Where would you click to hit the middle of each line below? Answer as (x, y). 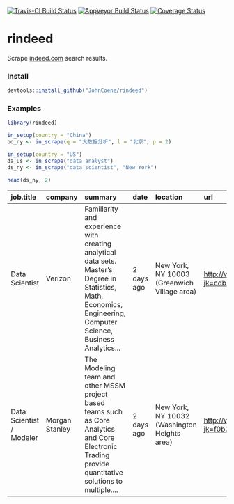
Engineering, (106, 313)
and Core (100, 437)
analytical (100, 252)
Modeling (100, 368)
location (169, 197)
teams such (104, 411)
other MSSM (105, 385)
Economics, (104, 304)
